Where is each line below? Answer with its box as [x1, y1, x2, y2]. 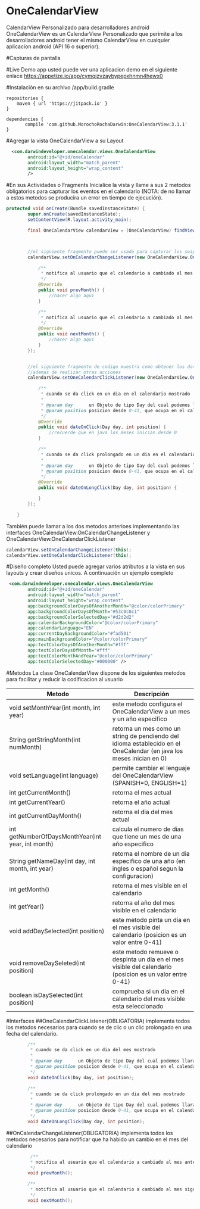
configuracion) [112, 871, 154, 880]
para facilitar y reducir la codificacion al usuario [6, 675, 123, 683]
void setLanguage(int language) [9, 771, 99, 780]
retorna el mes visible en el [112, 881, 187, 890]
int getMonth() [9, 885, 49, 893]
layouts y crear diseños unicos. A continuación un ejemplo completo [6, 569, 174, 577]
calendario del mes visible [112, 995, 186, 1003]
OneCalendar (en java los [112, 746, 183, 755]
